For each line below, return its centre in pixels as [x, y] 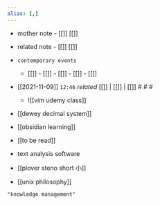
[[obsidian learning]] [46, 127]
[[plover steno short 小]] [52, 168]
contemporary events [47, 60]
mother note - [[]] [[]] [47, 33]
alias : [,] [23, 13]
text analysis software [48, 153]
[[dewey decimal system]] [54, 113]
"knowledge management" [42, 194]
